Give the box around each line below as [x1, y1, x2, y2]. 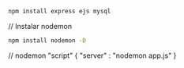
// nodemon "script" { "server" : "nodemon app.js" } [8, 51, 177, 60]
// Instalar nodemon [8, 21, 73, 30]
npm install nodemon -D [8, 36, 87, 45]
